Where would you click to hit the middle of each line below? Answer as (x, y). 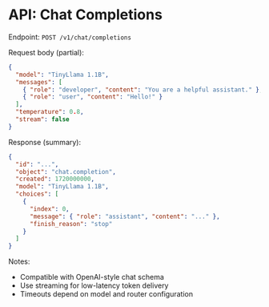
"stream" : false (42, 119)
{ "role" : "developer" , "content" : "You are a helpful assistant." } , (143, 90)
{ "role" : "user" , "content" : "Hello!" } (92, 97)
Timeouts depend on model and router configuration (106, 294)
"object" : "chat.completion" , (66, 172)
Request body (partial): (46, 52)
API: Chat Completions (85, 15)
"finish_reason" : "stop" (71, 224)
